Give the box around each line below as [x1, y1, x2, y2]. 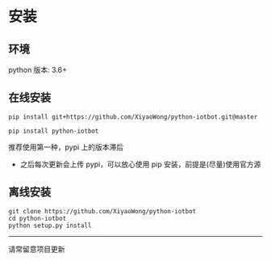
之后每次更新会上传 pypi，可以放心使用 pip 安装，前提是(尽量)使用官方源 [19, 159, 261, 169]
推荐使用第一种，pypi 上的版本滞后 [8, 142, 124, 152]
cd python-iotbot [8, 214, 67, 222]
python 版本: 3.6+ [8, 65, 67, 74]
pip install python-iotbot [8, 127, 99, 135]
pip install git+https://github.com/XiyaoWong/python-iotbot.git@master [8, 112, 258, 121]
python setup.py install [8, 221, 92, 229]
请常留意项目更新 [8, 244, 65, 254]
